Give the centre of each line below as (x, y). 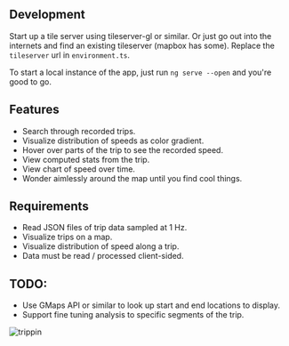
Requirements (49, 207)
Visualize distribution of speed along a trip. (100, 246)
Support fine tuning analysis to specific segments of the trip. (133, 315)
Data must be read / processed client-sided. (103, 256)
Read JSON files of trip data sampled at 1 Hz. (104, 228)
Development (48, 15)
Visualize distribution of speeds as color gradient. (113, 141)
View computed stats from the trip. (86, 159)
